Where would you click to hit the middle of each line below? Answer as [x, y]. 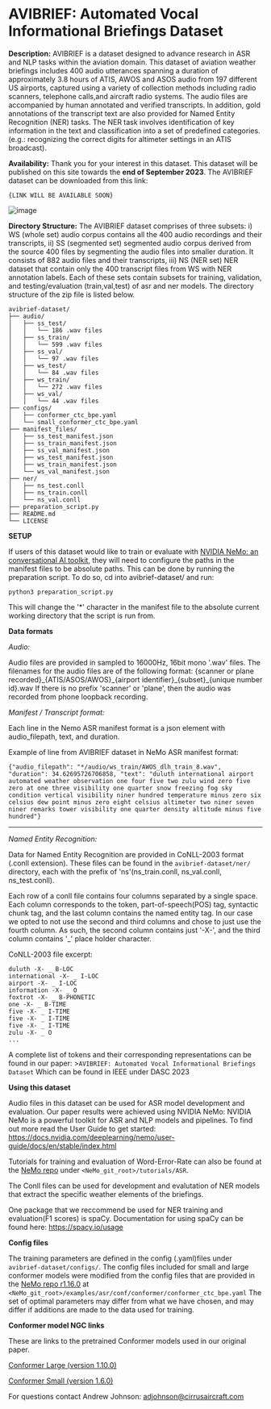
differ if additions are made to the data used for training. [102, 1309]
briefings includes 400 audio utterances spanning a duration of [113, 70]
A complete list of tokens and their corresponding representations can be [130, 1054]
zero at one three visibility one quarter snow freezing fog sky [120, 788]
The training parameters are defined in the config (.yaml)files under [120, 1258]
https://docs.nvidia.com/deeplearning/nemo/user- [92, 1137]
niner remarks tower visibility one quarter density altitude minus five [135, 809]
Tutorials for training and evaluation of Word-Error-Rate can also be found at [135, 1161]
